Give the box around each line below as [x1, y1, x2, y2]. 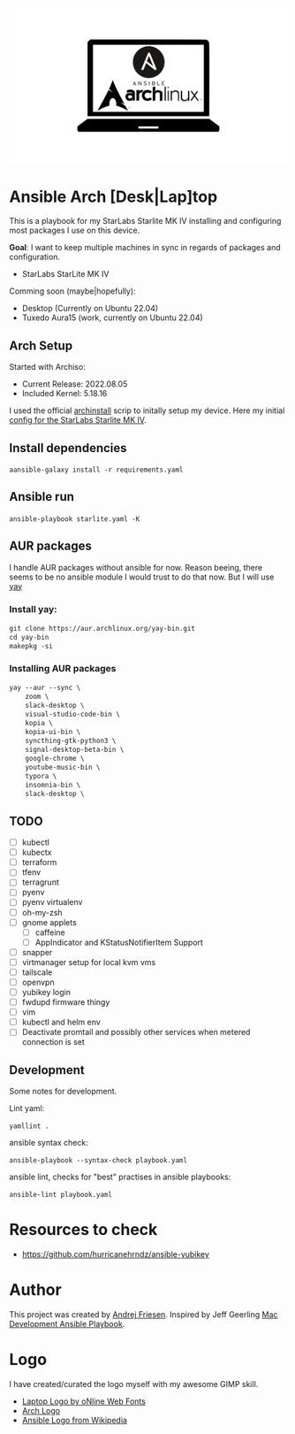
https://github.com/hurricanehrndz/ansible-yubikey [21, 1249, 210, 1260]
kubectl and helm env [21, 1016, 102, 1028]
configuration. [9, 251, 60, 263]
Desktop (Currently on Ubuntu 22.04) [21, 303, 159, 314]
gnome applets [21, 916, 77, 927]
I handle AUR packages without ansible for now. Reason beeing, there [9, 562, 263, 572]
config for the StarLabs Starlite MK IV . [9, 415, 147, 426]
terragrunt [21, 877, 59, 887]
